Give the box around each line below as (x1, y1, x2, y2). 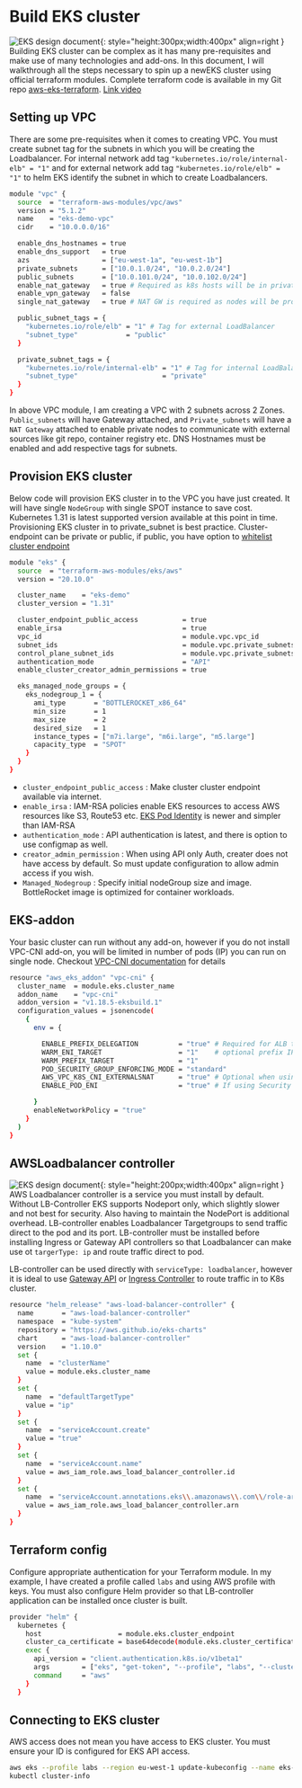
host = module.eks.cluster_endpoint (25, 1629, 235, 1638)
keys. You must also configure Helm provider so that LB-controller (9, 1585, 254, 1597)
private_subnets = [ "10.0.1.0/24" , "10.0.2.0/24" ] (17, 263, 231, 273)
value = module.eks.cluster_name (25, 1367, 151, 1376)
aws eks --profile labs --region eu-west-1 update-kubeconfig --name (9, 1764, 276, 1773)
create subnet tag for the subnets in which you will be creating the (9, 143, 255, 154)
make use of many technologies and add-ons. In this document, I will (9, 55, 265, 66)
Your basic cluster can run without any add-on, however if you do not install (9, 937, 290, 947)
